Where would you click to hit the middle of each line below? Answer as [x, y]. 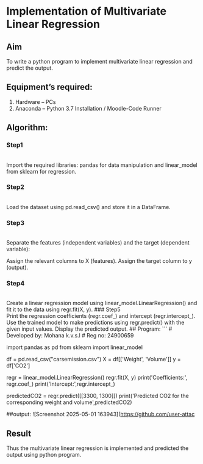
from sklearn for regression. [41, 171]
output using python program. [44, 455]
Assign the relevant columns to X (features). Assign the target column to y [99, 261]
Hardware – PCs [35, 101]
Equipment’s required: [49, 87]
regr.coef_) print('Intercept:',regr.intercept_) [61, 384]
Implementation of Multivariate [86, 11]
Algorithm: [27, 127]
